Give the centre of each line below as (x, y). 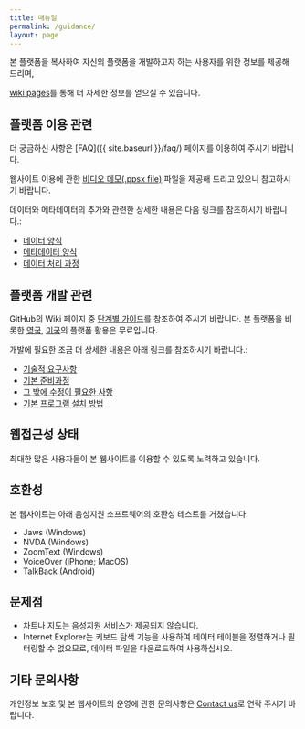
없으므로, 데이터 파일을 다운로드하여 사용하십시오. (145, 649)
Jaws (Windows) (54, 532)
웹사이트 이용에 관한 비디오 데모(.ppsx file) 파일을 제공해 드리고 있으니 (134, 179)
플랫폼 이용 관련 (51, 124)
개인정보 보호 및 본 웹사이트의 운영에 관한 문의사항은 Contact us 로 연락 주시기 (148, 703)
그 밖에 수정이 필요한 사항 (68, 392)
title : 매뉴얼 (33, 18)
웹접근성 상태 (44, 435)
